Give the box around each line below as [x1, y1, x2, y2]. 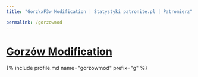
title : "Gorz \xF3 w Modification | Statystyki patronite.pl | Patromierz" [6, 8, 193, 15]
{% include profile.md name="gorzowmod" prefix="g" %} [6, 65, 147, 72]
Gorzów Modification [6, 45, 113, 58]
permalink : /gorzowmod [6, 19, 62, 25]
